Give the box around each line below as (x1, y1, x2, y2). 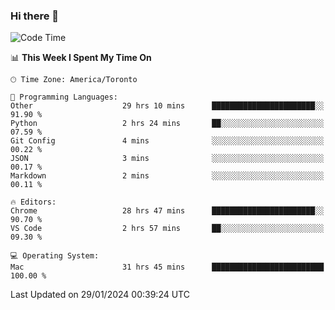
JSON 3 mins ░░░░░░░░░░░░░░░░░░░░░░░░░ (10, 154, 325, 164)
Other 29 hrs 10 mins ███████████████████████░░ (10, 101, 325, 111)
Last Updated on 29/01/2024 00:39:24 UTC (10, 289, 190, 301)
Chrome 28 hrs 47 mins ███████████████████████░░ (10, 206, 325, 216)
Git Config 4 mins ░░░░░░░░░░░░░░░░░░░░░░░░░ (10, 136, 325, 146)
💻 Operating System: (10, 251, 100, 261)
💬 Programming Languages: (10, 92, 118, 103)
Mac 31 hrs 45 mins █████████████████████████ (10, 262, 325, 273)
